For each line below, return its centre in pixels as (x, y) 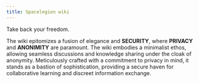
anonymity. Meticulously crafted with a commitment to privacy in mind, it (98, 60)
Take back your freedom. (38, 29)
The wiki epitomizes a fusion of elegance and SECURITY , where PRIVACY (100, 41)
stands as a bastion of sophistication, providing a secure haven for (90, 67)
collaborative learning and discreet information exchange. (79, 73)
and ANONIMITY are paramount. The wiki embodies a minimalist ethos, (96, 47)
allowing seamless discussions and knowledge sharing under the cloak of (99, 54)
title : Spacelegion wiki (38, 12)
